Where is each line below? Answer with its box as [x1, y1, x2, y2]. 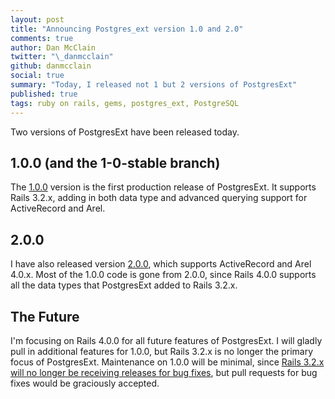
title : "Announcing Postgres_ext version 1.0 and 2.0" [10, 24, 244, 34]
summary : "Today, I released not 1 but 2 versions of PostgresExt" [10, 80, 298, 90]
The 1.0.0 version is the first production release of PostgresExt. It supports [10, 181, 317, 193]
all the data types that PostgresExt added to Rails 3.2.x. [10, 279, 238, 291]
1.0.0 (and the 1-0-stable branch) [10, 154, 221, 171]
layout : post [10, 14, 65, 25]
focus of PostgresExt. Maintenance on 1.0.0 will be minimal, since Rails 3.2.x [10, 356, 325, 368]
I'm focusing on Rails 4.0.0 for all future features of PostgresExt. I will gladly [10, 334, 323, 346]
